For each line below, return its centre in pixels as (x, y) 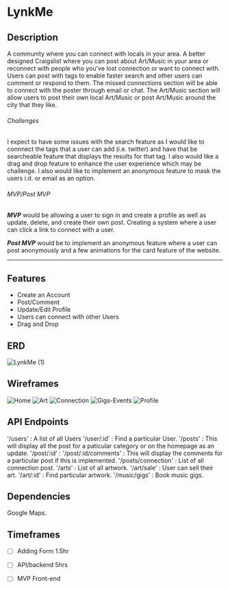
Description (33, 37)
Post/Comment (38, 302)
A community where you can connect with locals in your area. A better (106, 54)
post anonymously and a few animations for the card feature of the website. (114, 251)
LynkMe (30, 12)
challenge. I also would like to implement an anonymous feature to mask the (114, 171)
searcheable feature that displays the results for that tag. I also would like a (113, 157)
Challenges (23, 120)
